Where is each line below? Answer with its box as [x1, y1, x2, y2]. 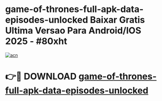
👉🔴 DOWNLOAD [5, 71, 77, 82]
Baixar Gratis [90, 14, 145, 26]
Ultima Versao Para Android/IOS [5, 25, 141, 36]
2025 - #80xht [5, 36, 68, 47]
